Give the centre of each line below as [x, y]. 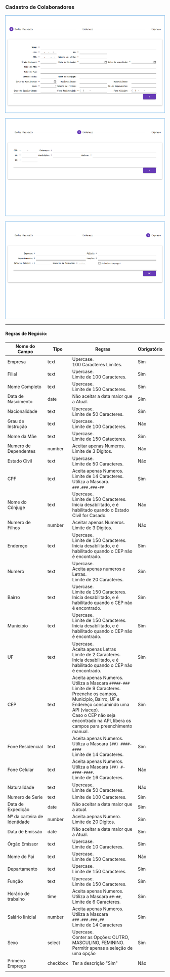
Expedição [18, 810]
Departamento [23, 869]
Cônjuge [16, 507]
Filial [12, 374]
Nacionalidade [23, 411]
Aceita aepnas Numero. [97, 817]
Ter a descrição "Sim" [95, 963]
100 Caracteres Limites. [97, 364]
